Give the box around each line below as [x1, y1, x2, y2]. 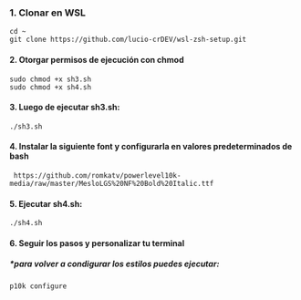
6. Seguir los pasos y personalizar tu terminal [9, 237, 185, 248]
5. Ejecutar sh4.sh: [9, 198, 83, 209]
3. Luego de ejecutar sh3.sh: [9, 102, 120, 113]
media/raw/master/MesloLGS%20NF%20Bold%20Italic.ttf [9, 179, 214, 188]
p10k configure [9, 281, 67, 291]
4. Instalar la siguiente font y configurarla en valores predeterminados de [9, 141, 293, 152]
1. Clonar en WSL [9, 6, 87, 19]
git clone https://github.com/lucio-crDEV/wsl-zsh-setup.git [9, 35, 247, 45]
